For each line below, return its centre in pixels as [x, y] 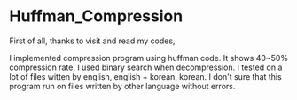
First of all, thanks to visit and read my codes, [92, 41]
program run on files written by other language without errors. [122, 86]
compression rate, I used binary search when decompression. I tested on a [146, 67]
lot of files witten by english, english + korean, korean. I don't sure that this [145, 76]
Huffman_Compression [96, 16]
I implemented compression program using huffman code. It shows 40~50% [149, 58]
